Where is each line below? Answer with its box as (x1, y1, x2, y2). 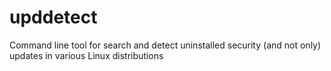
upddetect (9, 6, 98, 29)
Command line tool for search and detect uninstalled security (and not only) (9, 39, 322, 51)
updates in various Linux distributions (9, 49, 164, 61)
